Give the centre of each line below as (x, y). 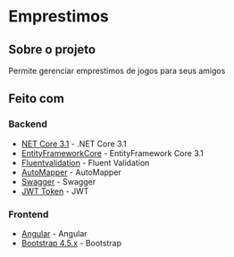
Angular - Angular (54, 233)
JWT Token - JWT (55, 191)
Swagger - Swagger (58, 181)
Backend (28, 124)
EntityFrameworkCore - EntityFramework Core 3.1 (113, 153)
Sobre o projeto (52, 50)
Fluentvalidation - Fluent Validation (85, 162)
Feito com (36, 99)
